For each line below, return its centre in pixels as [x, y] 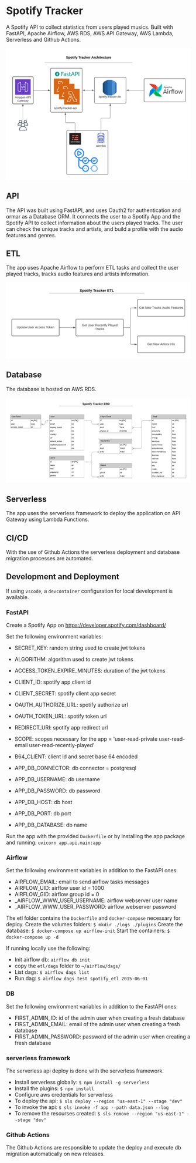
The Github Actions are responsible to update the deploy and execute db [94, 1148]
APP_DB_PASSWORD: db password [57, 791]
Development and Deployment [63, 577]
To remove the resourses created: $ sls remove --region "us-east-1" [99, 1114]
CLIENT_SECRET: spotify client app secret [65, 694]
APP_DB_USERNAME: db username [57, 779]
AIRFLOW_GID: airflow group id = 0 [57, 895]
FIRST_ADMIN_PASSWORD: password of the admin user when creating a [102, 1036]
